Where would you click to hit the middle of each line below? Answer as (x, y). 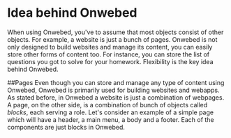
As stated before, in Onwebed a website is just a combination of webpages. (116, 97)
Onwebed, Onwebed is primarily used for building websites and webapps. (113, 90)
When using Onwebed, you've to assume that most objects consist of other (115, 32)
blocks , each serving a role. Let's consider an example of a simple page (111, 112)
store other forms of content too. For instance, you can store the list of (109, 54)
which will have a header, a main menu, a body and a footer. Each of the (111, 119)
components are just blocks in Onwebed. (66, 127)
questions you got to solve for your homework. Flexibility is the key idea (111, 61)
